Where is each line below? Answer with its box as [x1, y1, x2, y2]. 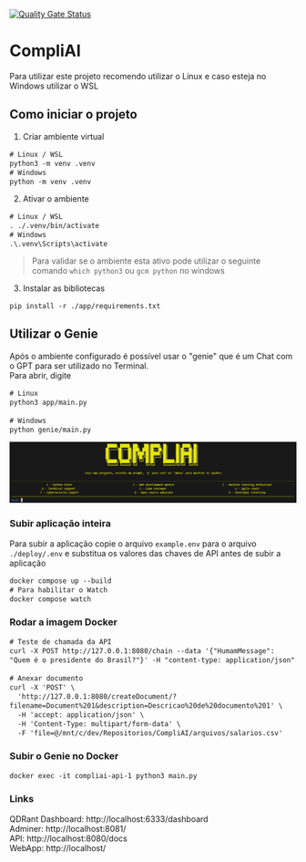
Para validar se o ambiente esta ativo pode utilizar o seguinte [31, 255, 261, 266]
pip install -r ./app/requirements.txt [9, 301, 161, 310]
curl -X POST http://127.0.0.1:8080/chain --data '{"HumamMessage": [9, 646, 275, 656]
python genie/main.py [9, 425, 92, 434]
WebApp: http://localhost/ [9, 842, 107, 853]
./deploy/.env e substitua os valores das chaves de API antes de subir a [9, 547, 281, 558]
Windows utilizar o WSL [9, 80, 98, 91]
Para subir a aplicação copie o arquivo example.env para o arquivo [9, 538, 257, 549]
